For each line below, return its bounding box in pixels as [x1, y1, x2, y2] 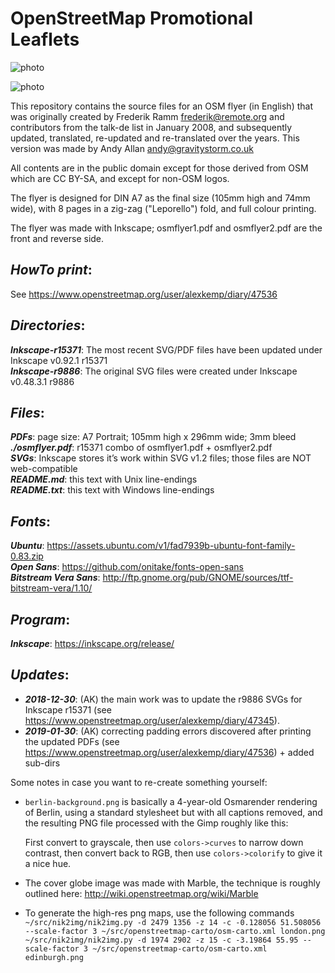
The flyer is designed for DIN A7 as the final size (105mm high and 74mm [10, 192, 311, 204]
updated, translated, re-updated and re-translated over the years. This [10, 132, 300, 144]
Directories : [10, 317, 86, 334]
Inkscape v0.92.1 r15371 [10, 354, 108, 366]
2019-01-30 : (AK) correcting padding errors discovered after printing [24, 725, 312, 737]
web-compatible [10, 463, 78, 475]
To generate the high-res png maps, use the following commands [24, 907, 295, 919]
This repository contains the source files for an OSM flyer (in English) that [10, 100, 313, 112]
